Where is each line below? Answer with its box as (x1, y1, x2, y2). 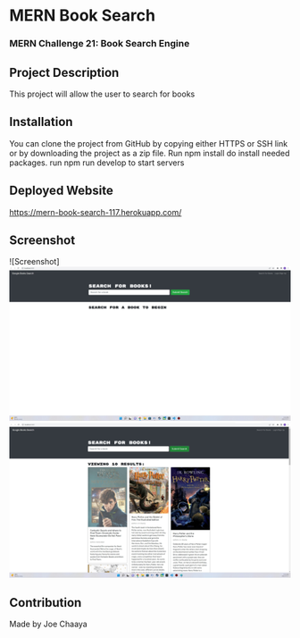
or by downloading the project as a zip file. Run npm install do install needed (9, 147, 290, 158)
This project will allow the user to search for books (9, 88, 196, 99)
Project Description (9, 64, 120, 80)
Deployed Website (9, 183, 114, 198)
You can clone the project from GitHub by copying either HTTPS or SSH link (9, 138, 288, 148)
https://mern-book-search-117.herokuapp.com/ (9, 206, 182, 217)
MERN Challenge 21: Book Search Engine (9, 38, 190, 50)
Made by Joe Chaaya (9, 618, 87, 630)
